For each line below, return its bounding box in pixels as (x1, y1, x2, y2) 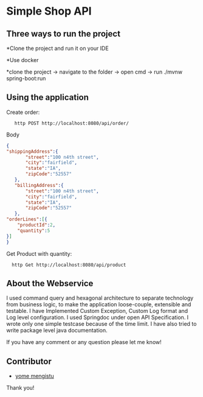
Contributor (6, 356, 52, 367)
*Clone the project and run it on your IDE (6, 44, 109, 52)
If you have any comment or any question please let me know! (6, 339, 162, 346)
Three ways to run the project (6, 29, 120, 39)
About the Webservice (6, 278, 94, 289)
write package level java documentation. (6, 327, 108, 334)
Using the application (6, 93, 89, 103)
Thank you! (6, 384, 35, 392)
